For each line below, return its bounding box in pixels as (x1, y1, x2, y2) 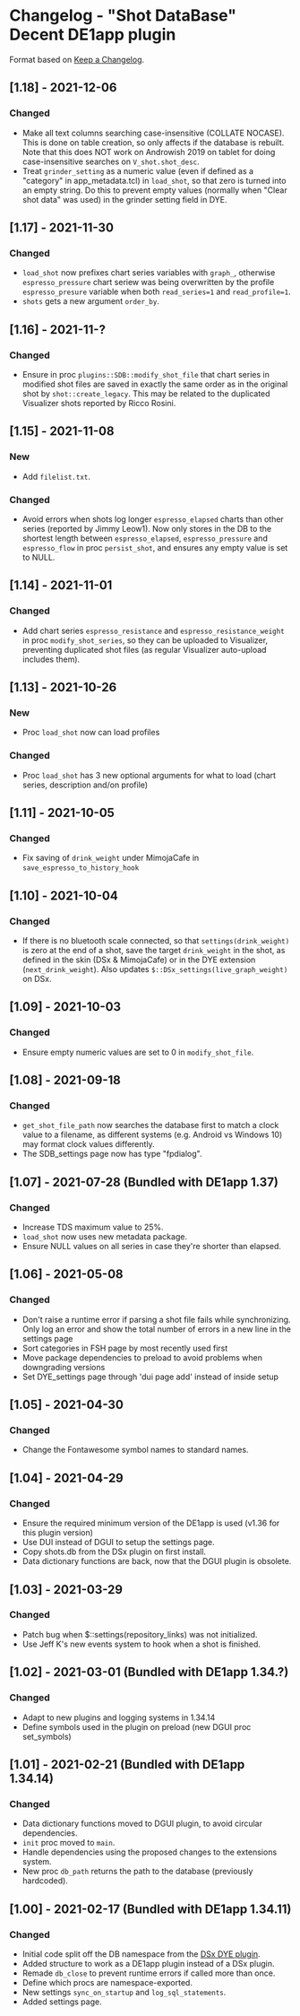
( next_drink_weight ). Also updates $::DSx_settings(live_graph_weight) (21, 964, 288, 975)
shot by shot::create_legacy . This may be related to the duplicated (21, 388, 270, 399)
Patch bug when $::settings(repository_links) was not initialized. (21, 1629, 258, 1639)
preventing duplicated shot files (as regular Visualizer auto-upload (21, 644, 267, 655)
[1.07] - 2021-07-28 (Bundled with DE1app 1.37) (9, 1174, 279, 1189)
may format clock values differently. (21, 1139, 155, 1150)
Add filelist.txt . (21, 471, 91, 482)
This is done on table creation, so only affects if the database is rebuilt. (21, 136, 285, 148)
